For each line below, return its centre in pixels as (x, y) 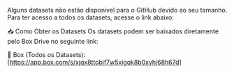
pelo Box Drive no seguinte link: (53, 41)
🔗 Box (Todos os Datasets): (46, 55)
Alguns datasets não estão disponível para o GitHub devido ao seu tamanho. (117, 10)
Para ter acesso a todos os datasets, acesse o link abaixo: (91, 17)
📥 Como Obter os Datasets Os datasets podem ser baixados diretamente (113, 31)
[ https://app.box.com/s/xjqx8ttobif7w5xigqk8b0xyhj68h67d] (94, 62)
